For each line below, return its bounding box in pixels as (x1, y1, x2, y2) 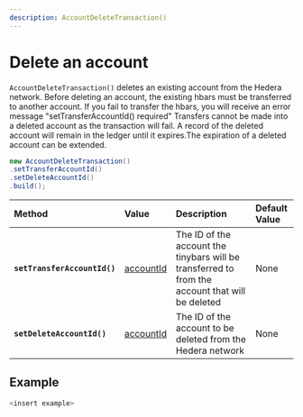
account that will (175, 285, 246, 297)
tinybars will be (175, 251, 241, 264)
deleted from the (175, 333, 246, 346)
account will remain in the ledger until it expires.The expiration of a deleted (9, 130, 287, 141)
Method (14, 208, 49, 221)
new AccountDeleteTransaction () (9, 157, 131, 166)
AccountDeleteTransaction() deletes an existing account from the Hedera (9, 82, 282, 93)
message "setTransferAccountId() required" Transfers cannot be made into (9, 110, 289, 122)
